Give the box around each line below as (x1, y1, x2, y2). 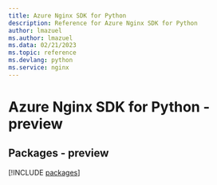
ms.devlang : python (8, 57, 73, 65)
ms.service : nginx (8, 64, 69, 72)
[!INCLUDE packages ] (8, 167, 81, 177)
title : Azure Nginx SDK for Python (8, 11, 127, 20)
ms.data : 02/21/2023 (8, 41, 77, 49)
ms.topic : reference (8, 49, 77, 57)
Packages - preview (8, 147, 109, 160)
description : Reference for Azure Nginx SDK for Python (8, 19, 198, 27)
